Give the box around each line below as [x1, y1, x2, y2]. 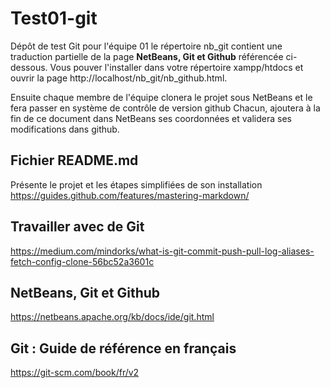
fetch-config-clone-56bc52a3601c [10, 255, 155, 267]
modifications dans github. [10, 123, 120, 135]
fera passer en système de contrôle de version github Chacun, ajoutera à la [10, 102, 321, 114]
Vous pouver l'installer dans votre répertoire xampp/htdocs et [49, 61, 304, 73]
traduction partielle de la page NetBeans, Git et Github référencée [10, 50, 284, 62]
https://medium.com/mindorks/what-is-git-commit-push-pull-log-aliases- [10, 245, 315, 257]
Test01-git [10, 7, 98, 30]
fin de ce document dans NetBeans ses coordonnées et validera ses [10, 112, 292, 124]
